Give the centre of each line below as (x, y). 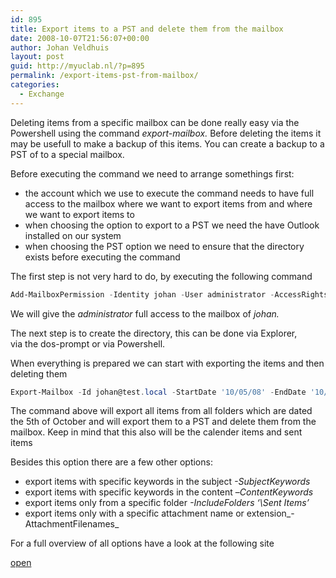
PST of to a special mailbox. (67, 154)
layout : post (37, 57)
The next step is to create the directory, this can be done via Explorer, (154, 333)
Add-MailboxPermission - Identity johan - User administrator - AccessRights (169, 294)
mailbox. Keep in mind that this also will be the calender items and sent (156, 432)
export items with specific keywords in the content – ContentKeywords (169, 492)
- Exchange (42, 94)
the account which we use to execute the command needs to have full (169, 193)
